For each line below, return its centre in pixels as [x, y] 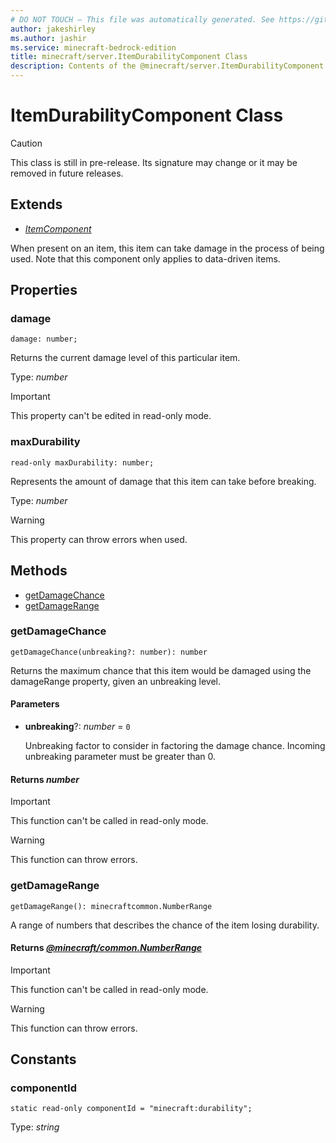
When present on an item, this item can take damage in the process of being [167, 248]
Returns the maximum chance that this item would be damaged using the [161, 670]
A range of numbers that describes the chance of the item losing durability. [165, 925]
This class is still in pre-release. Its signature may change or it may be [154, 162]
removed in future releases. [67, 173]
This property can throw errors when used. [99, 539]
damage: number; [44, 339]
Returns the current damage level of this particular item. [125, 358]
